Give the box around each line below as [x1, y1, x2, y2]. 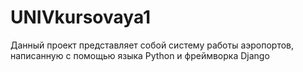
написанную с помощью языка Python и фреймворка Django [10, 49, 270, 61]
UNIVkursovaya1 [10, 6, 152, 29]
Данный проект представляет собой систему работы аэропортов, [10, 39, 295, 51]
